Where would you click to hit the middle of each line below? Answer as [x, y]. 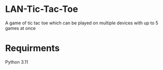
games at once [20, 28]
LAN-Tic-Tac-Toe [42, 9]
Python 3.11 [17, 62]
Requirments [32, 48]
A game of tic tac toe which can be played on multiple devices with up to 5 [82, 23]
